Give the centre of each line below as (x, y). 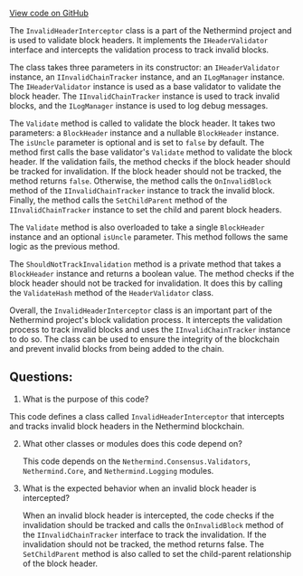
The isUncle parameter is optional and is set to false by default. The (137, 142)
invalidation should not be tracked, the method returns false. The (143, 544)
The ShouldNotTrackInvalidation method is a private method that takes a (146, 264)
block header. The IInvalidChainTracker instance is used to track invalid (145, 96)
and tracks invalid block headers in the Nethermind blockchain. (127, 426)
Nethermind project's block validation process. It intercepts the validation (146, 320)
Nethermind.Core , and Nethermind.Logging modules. (118, 470)
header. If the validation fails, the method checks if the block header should (150, 161)
